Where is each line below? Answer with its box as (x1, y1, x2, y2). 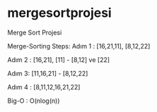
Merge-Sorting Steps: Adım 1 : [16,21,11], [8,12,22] (7, 42, 151, 50)
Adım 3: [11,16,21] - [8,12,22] (7, 69, 88, 77)
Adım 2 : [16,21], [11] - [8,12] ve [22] (7, 55, 110, 64)
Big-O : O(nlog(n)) (7, 97, 60, 105)
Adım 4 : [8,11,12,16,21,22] (7, 82, 81, 91)
